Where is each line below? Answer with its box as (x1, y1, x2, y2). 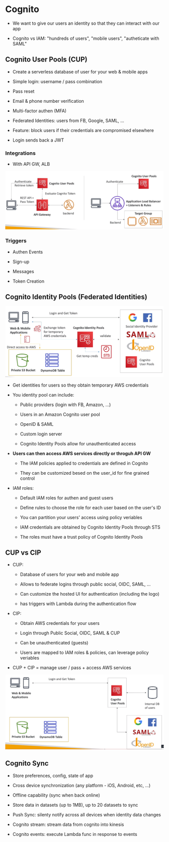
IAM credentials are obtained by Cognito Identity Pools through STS (20, 524, 160, 530)
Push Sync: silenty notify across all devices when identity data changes (12, 811, 161, 817)
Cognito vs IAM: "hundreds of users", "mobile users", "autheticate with (12, 35, 159, 41)
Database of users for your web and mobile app (20, 571, 119, 577)
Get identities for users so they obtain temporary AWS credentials (12, 382, 149, 388)
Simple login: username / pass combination (12, 78, 102, 84)
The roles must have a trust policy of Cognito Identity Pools (20, 534, 143, 540)
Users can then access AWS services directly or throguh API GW (12, 450, 151, 457)
